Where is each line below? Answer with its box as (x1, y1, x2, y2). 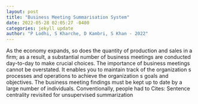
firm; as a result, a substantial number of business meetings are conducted (6, 53, 191, 61)
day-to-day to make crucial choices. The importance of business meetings (6, 60, 190, 67)
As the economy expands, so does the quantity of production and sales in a (6, 47, 193, 54)
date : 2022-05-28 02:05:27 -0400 (6, 20, 90, 26)
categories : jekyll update (6, 25, 74, 31)
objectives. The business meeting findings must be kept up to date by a (6, 78, 182, 86)
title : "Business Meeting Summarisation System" (6, 14, 130, 20)
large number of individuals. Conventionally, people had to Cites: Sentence (6, 85, 190, 92)
